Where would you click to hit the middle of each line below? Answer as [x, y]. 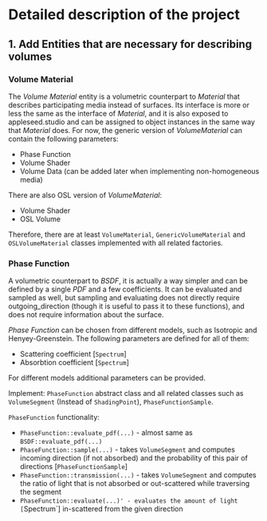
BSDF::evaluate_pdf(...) [61, 442]
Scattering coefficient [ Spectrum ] [73, 354]
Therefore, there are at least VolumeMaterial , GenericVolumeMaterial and [127, 234]
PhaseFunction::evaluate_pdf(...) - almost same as [106, 433]
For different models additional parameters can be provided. [107, 378]
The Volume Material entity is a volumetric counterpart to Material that [124, 96]
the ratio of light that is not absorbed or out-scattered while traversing [135, 484]
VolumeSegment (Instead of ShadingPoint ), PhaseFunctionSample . [111, 402]
